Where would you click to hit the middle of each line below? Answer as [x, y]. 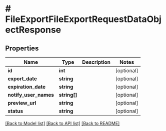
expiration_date [27, 87]
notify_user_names [31, 95]
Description [96, 62]
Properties [22, 48]
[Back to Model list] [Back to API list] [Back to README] [62, 123]
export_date [22, 79]
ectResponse [33, 30]
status [15, 111]
